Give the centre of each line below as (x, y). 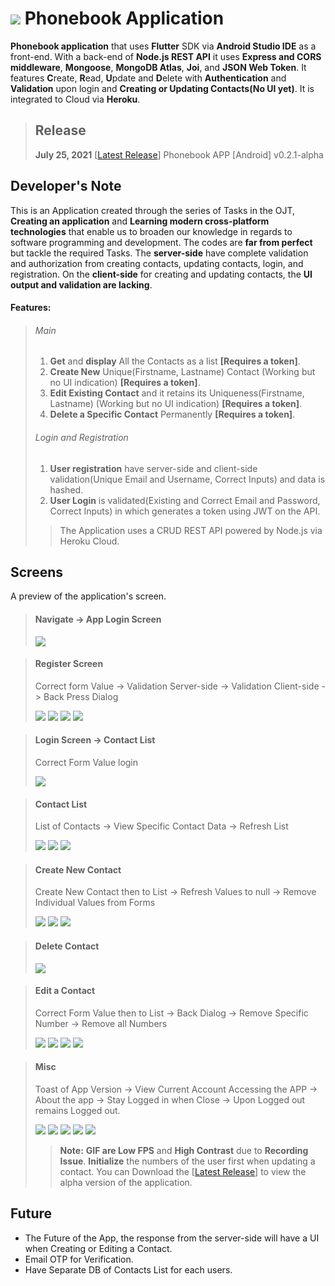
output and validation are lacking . (81, 284)
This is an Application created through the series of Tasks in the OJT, (153, 210)
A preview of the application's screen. (88, 596)
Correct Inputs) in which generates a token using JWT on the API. (185, 511)
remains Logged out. (77, 1110)
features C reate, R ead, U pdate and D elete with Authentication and (148, 78)
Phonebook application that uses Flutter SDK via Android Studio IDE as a (163, 46)
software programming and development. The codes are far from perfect (161, 242)
